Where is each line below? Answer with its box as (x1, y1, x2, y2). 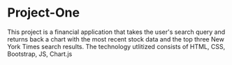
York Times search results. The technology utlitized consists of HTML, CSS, (7, 42, 226, 50)
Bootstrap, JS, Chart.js (7, 50, 73, 58)
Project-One (7, 5, 80, 21)
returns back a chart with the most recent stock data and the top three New (7, 35, 225, 43)
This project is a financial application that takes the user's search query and (7, 28, 226, 36)
